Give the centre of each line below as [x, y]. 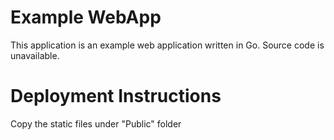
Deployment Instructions [116, 96]
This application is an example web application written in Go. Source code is [167, 45]
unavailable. [35, 55]
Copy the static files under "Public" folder [96, 123]
